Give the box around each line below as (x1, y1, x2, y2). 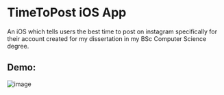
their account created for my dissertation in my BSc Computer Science (7, 34, 207, 42)
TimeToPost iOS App (7, 5, 127, 21)
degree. (7, 42, 29, 50)
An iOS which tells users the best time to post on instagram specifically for (7, 27, 218, 36)
